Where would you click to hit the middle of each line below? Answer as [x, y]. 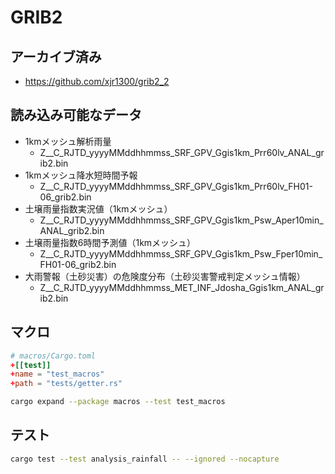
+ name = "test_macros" [57, 374]
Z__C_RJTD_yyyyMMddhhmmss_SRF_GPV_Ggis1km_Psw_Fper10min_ [181, 253]
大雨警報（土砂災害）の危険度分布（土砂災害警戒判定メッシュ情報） [165, 276]
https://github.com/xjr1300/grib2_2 [97, 81]
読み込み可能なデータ [76, 115]
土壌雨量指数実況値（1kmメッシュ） [98, 208]
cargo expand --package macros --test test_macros [118, 402]
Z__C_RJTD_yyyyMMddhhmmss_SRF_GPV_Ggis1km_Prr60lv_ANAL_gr [182, 152]
